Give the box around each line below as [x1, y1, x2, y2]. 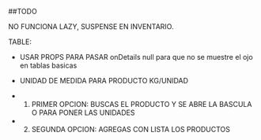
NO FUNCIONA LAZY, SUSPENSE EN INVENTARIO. [8, 22, 174, 31]
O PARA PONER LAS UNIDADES [31, 108, 135, 117]
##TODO [8, 7, 37, 16]
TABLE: [8, 37, 32, 46]
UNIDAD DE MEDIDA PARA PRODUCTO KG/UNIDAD [19, 76, 188, 85]
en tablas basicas [19, 61, 78, 70]
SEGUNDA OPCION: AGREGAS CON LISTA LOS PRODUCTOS [31, 125, 231, 134]
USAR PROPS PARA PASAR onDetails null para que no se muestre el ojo [19, 53, 253, 61]
